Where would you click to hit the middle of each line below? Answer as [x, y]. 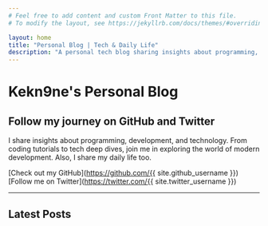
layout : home [30, 38]
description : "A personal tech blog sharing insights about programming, [134, 53]
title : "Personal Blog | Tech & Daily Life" [83, 45]
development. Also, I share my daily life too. [80, 157]
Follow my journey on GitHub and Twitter [112, 121]
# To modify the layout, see [57, 23]
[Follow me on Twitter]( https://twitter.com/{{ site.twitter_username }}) [122, 181]
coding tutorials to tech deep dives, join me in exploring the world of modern [134, 149]
